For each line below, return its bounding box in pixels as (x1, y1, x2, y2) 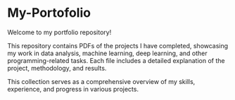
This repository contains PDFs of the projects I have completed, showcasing (7, 41, 229, 50)
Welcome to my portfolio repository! (7, 28, 112, 36)
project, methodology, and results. (7, 64, 107, 72)
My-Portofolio (7, 5, 91, 21)
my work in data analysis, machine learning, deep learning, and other (7, 49, 208, 57)
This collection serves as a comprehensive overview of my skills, (7, 77, 196, 85)
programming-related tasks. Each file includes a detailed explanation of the (7, 56, 225, 64)
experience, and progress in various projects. (7, 85, 139, 93)
